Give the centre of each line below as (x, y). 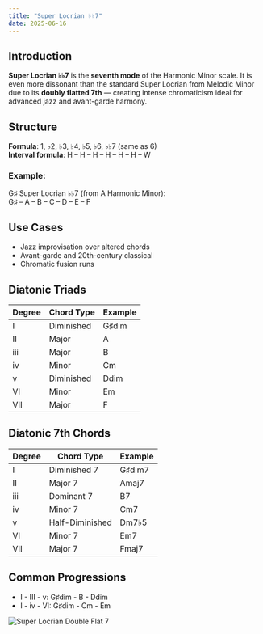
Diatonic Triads (47, 289)
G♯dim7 (135, 470)
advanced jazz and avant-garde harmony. (78, 101)
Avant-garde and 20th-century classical (86, 256)
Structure (33, 127)
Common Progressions (67, 578)
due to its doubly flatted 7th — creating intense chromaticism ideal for (126, 93)
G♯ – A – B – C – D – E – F (50, 202)
